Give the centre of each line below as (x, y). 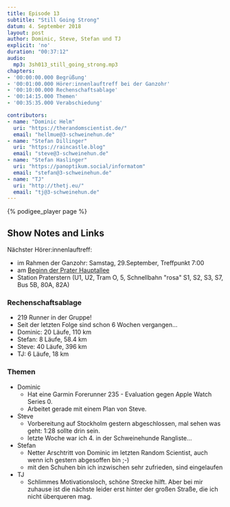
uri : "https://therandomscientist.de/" (70, 128)
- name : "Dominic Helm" (41, 122)
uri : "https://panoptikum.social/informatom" (80, 166)
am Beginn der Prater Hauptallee (63, 270)
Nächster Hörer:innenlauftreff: (50, 250)
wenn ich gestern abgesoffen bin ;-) (78, 460)
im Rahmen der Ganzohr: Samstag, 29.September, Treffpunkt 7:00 (111, 263)
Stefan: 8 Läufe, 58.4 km (52, 339)
